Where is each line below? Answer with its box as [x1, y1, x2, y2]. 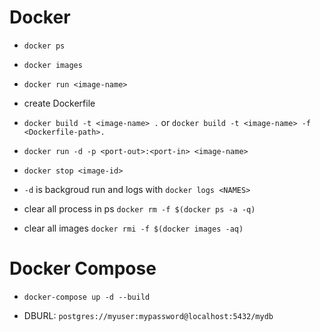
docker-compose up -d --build [23, 292, 151, 302]
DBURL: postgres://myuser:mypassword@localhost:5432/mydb [23, 309, 274, 321]
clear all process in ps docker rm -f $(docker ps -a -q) [23, 202, 256, 215]
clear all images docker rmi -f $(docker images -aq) [23, 222, 244, 234]
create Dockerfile [23, 97, 96, 109]
